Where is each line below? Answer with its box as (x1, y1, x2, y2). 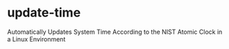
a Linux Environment (7, 35, 66, 43)
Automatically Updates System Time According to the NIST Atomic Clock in (7, 28, 223, 36)
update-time (7, 5, 81, 21)
